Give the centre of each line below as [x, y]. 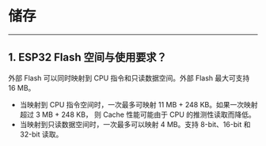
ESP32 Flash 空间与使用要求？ [93, 57]
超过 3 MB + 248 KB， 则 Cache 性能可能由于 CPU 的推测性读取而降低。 [137, 114]
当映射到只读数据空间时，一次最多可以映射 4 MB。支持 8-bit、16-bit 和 [135, 124]
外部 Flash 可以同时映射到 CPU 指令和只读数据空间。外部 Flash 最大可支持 [129, 78]
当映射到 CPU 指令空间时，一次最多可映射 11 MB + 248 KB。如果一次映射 [139, 104]
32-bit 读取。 [41, 134]
